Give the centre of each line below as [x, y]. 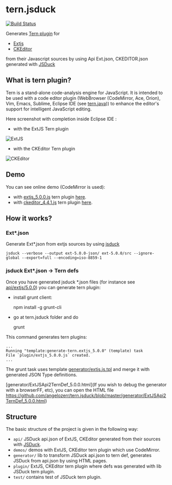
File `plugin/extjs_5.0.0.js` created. [48, 355]
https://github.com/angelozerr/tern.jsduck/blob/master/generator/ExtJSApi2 [86, 395]
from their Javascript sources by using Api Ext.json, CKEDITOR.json [77, 59]
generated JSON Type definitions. [42, 374]
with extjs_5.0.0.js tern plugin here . [50, 197]
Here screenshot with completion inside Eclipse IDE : [61, 119]
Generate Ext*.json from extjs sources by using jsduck [63, 244]
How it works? [29, 218]
